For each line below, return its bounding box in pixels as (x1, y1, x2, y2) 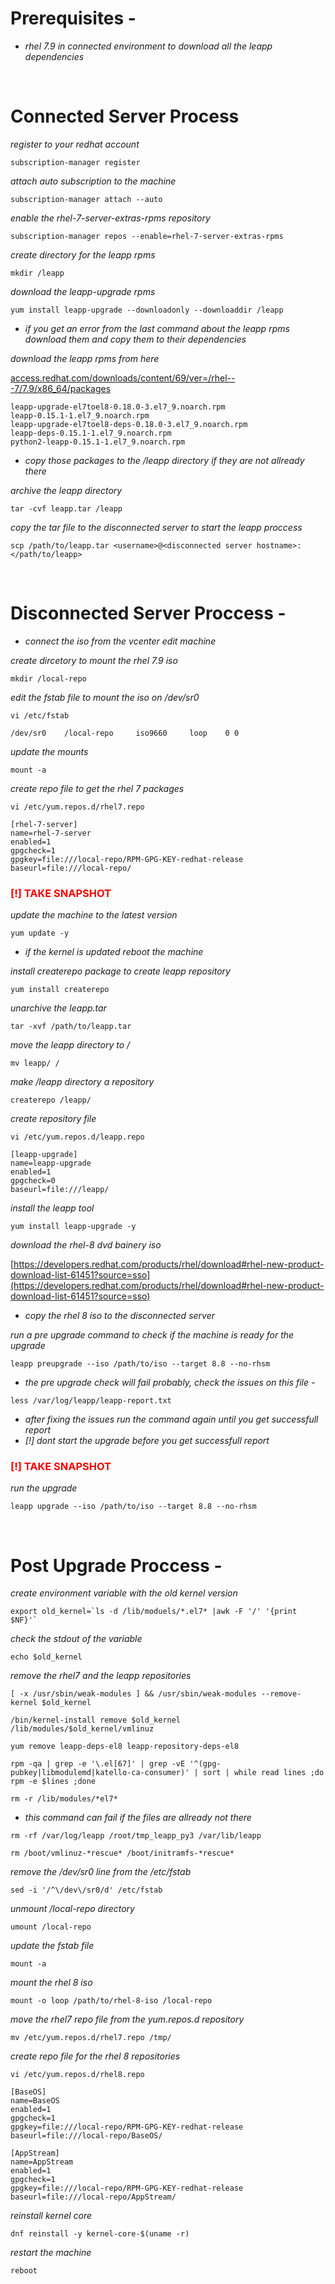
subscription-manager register (10, 157, 141, 167)
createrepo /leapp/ (10, 1095, 92, 1106)
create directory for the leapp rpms (10, 248, 156, 261)
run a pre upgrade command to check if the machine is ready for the (10, 1329, 295, 1341)
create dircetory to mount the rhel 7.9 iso (10, 654, 178, 666)
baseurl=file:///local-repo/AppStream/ (10, 2192, 177, 2202)
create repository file (10, 1113, 97, 1125)
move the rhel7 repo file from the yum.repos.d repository (10, 2013, 245, 2026)
